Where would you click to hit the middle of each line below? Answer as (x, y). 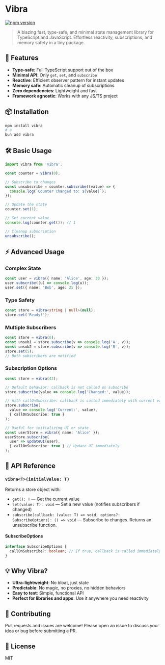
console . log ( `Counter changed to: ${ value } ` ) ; (58, 191)
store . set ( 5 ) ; (20, 351)
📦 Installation (27, 112)
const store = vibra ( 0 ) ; (30, 338)
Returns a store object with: (33, 489)
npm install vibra (24, 126)
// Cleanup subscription (30, 231)
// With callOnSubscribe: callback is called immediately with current (80, 401)
